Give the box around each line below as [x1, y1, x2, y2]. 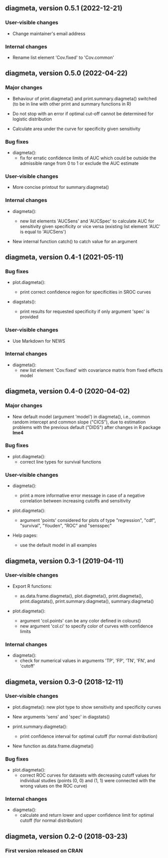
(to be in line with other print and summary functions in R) [12, 100, 131, 107]
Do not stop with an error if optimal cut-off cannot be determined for [12, 111, 154, 117]
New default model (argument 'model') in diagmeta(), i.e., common [12, 413, 150, 419]
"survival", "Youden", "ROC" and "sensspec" [19, 522, 112, 529]
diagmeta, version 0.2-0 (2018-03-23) [5, 832, 128, 840]
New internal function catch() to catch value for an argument [12, 238, 137, 244]
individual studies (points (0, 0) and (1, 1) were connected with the [19, 778, 156, 784]
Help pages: [12, 532, 38, 539]
